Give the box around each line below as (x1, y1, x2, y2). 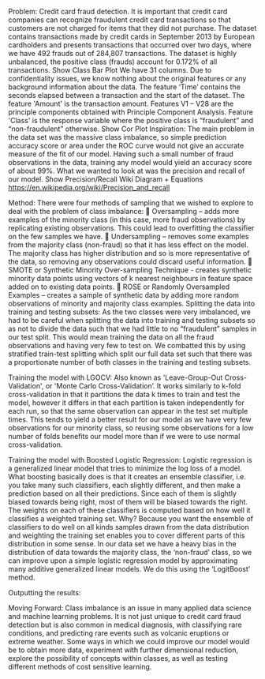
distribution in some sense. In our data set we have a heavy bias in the (8, 539, 237, 548)
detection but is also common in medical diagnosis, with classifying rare (8, 620, 242, 629)
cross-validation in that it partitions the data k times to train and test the (8, 390, 241, 399)
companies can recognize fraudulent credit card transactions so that (8, 15, 231, 24)
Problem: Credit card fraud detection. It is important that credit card (8, 7, 228, 16)
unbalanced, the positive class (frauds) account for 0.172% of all (8, 57, 218, 66)
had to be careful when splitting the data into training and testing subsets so (8, 316, 256, 324)
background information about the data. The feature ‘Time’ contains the (8, 82, 241, 92)
